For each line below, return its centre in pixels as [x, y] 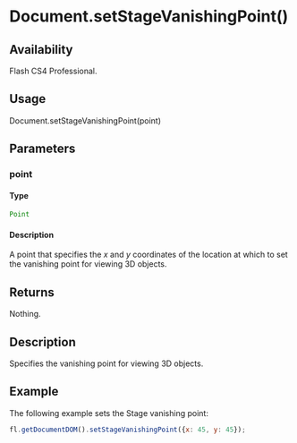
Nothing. [25, 314]
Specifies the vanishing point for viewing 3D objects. [106, 363]
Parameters [42, 149]
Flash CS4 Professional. [53, 71]
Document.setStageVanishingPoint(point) [85, 120]
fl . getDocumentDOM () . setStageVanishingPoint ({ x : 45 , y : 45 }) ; [127, 430]
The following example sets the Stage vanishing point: [109, 413]
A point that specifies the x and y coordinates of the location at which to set [148, 255]
